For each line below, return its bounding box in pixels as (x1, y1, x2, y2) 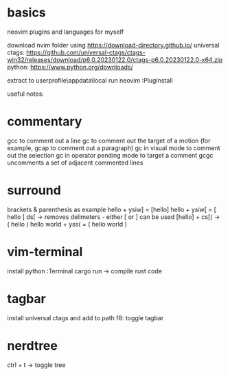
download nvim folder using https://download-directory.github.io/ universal (7, 41, 220, 49)
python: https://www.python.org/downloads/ (7, 63, 133, 71)
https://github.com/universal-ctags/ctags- (26, 48, 146, 56)
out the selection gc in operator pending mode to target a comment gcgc (7, 151, 214, 159)
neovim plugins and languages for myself (7, 28, 124, 36)
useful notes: (7, 90, 45, 98)
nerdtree (7, 337, 58, 353)
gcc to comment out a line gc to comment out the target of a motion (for (7, 136, 211, 145)
